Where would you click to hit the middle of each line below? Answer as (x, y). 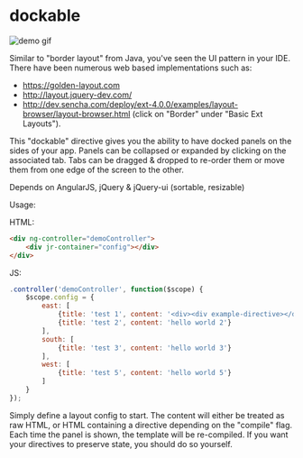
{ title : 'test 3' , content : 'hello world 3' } (144, 348)
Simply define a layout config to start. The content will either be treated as (147, 415)
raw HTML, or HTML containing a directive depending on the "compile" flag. (151, 425)
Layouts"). (41, 124)
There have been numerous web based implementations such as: (131, 68)
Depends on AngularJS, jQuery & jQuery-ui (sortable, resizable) (127, 187)
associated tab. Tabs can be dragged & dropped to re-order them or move (147, 160)
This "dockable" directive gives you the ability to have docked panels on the (151, 141)
